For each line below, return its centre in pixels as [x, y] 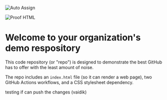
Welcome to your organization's [73, 38]
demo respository [43, 48]
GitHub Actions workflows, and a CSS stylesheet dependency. [69, 82]
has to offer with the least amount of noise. [49, 67]
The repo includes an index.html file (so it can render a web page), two [79, 77]
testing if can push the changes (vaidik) [46, 92]
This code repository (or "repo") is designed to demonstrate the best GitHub [84, 62]
